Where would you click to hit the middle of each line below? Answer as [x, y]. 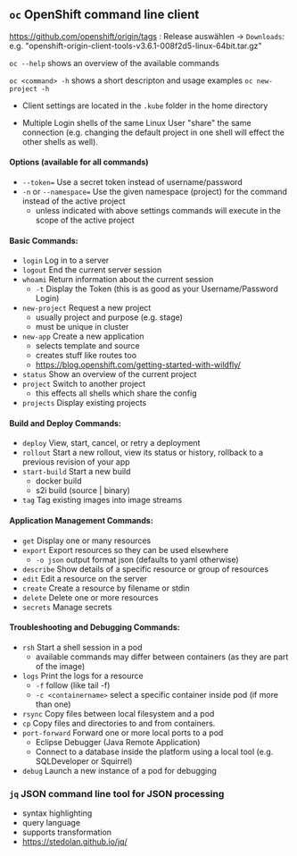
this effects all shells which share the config [116, 393]
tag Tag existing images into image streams [102, 500]
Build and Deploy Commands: [66, 423]
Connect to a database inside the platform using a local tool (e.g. [154, 751]
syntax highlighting [57, 813]
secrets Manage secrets [67, 607]
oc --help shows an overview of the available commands [115, 63]
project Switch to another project [84, 384]
